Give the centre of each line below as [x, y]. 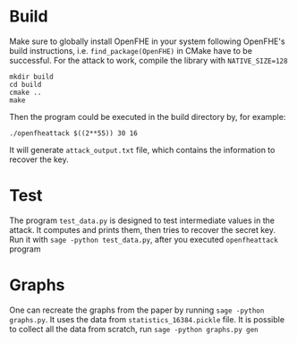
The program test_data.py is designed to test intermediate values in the [142, 220]
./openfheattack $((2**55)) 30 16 [74, 133]
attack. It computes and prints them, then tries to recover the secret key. [142, 229]
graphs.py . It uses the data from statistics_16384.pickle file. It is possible [147, 319]
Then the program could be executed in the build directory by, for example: [148, 116]
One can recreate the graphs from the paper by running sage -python [137, 310]
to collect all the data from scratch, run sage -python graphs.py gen [134, 329]
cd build [25, 84]
